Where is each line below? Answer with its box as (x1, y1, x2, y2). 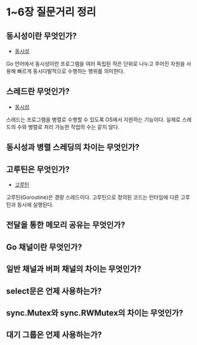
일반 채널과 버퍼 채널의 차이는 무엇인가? (6, 264, 142, 274)
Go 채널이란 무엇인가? (6, 242, 82, 252)
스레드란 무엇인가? (6, 86, 70, 96)
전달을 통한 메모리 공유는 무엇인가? (6, 220, 125, 230)
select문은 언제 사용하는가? (6, 286, 102, 296)
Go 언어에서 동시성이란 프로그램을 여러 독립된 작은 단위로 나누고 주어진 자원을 (6, 60, 185, 67)
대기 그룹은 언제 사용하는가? (6, 330, 102, 340)
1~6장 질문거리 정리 (6, 5, 96, 19)
